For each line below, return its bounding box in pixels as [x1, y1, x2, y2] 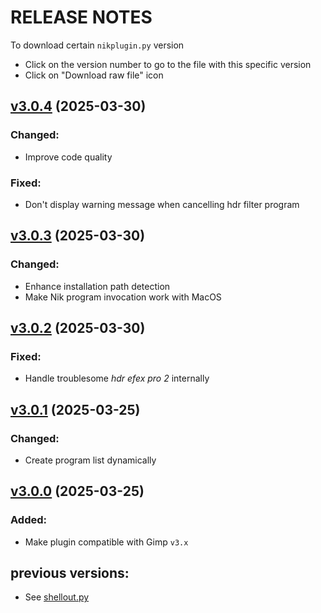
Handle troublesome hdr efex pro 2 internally [24, 372, 210, 385]
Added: [10, 513, 47, 527]
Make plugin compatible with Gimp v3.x [24, 536, 189, 548]
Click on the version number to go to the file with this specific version [24, 58, 312, 70]
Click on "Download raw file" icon [24, 69, 164, 81]
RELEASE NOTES [10, 6, 153, 29]
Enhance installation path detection [24, 280, 171, 292]
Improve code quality [24, 151, 113, 163]
